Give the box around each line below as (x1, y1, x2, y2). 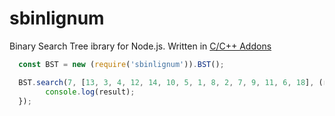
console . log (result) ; (45, 87, 136, 97)
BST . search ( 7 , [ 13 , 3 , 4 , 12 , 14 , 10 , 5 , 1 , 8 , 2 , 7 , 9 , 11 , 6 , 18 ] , (18, 77, 315, 87)
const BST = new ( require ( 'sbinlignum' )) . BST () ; (18, 59, 225, 69)
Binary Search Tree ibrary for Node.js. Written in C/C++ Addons (9, 40, 272, 52)
